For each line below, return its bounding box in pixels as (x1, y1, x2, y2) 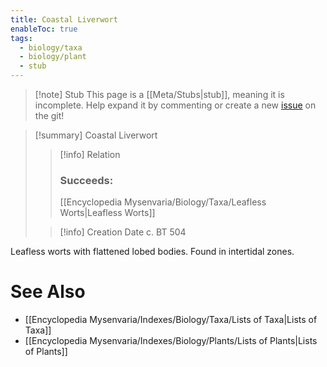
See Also (10, 281, 86, 303)
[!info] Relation (59, 149, 121, 160)
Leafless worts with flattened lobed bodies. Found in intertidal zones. (10, 246, 295, 258)
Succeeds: (59, 173, 114, 187)
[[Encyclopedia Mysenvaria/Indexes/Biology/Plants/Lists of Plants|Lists (24, 335, 318, 347)
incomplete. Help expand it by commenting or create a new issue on (34, 99, 317, 111)
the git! (34, 110, 65, 121)
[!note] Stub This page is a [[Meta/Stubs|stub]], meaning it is (34, 89, 285, 100)
